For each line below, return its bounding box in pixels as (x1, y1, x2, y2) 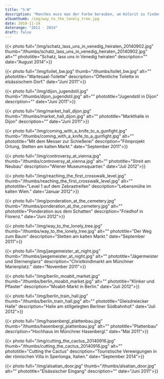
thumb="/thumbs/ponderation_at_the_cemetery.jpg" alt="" (5, 203, 123, 209)
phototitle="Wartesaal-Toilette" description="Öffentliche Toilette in (5, 74, 139, 79)
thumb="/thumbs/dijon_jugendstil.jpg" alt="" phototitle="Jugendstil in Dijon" (5, 93, 159, 99)
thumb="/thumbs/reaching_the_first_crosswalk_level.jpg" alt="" (5, 178, 133, 184)
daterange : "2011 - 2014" (5, 25, 58, 30)
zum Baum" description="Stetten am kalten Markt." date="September (5, 233, 145, 239)
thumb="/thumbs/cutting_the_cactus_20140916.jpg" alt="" (5, 343, 123, 349)
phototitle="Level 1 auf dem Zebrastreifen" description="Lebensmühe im (5, 183, 151, 189)
